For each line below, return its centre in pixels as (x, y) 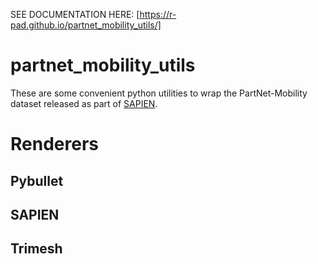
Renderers (54, 144)
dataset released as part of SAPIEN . (84, 103)
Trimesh (36, 249)
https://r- (158, 14)
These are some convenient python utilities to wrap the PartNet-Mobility (159, 93)
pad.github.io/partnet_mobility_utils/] (86, 25)
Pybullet (37, 180)
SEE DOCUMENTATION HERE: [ (75, 14)
